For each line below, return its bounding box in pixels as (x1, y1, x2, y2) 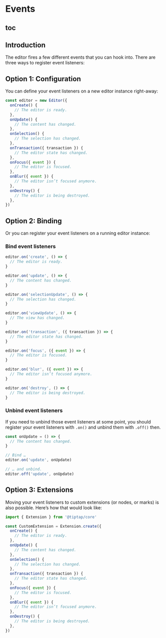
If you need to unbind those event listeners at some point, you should (5, 418, 151, 424)
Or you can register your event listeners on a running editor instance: (5, 230, 151, 237)
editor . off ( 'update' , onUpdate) (5, 471, 74, 477)
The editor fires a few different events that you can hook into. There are (5, 54, 156, 60)
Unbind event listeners (5, 407, 63, 414)
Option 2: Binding (5, 217, 62, 225)
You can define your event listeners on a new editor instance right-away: (5, 88, 158, 94)
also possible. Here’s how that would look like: (5, 504, 102, 511)
